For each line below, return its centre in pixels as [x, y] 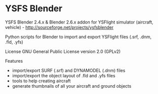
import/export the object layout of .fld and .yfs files [64, 75]
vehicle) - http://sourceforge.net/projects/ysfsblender [59, 27]
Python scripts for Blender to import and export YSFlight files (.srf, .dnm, [78, 37]
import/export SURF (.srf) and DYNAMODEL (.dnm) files [69, 70]
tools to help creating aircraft [41, 81]
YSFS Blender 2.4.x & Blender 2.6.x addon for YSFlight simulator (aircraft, [79, 22]
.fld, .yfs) [14, 42]
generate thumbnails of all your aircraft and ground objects [72, 86]
